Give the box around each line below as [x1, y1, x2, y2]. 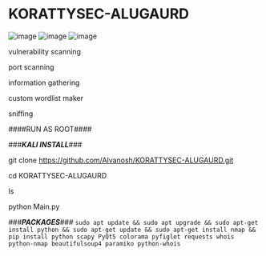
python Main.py [8, 202, 60, 211]
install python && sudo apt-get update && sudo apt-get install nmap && [8, 226, 256, 234]
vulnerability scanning [8, 46, 82, 56]
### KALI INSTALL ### [8, 139, 83, 149]
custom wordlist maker [8, 93, 84, 102]
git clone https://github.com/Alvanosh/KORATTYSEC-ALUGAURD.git [8, 155, 234, 165]
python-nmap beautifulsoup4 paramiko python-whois [8, 239, 181, 248]
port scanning [8, 62, 54, 72]
